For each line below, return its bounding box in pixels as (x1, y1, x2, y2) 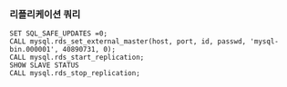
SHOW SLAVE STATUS (9, 61, 79, 70)
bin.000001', (9, 45, 59, 54)
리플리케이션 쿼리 (9, 7, 81, 20)
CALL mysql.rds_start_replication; (9, 53, 145, 63)
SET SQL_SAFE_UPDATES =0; (9, 29, 108, 38)
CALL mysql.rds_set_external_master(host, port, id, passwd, (9, 37, 247, 46)
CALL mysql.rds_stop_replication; (9, 69, 141, 78)
